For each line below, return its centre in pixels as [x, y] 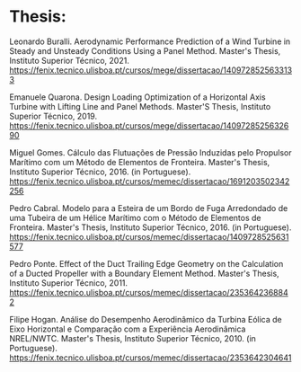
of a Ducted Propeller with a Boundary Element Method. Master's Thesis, [145, 273]
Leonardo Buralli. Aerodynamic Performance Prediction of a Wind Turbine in [150, 41]
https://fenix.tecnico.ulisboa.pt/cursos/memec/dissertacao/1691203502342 [150, 181]
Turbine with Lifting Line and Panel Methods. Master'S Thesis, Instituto [140, 106]
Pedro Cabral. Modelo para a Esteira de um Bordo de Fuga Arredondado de [149, 208]
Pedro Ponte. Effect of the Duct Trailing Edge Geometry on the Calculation [146, 263]
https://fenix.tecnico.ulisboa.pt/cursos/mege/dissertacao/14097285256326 [149, 125]
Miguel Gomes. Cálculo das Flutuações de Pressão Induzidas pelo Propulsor [150, 152]
